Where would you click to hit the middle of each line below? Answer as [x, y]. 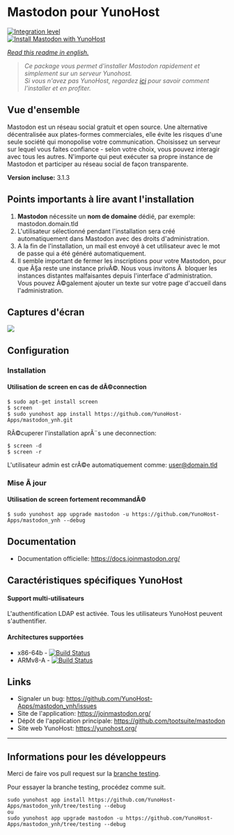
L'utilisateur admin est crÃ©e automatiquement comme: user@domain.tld [112, 465]
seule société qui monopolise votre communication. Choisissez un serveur [114, 142]
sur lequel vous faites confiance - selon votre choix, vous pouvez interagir [114, 149]
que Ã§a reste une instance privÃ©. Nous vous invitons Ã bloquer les [117, 268]
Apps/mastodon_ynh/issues [57, 706]
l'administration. [40, 290]
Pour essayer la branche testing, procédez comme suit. [86, 787]
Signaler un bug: [41, 699]
